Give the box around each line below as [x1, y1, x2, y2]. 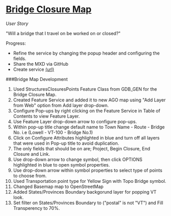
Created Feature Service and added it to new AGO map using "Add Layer [13, 97, 166, 103]
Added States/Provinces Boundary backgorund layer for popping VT [13, 188, 157, 195]
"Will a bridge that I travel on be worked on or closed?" [6, 30, 121, 36]
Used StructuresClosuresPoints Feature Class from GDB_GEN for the [13, 86, 157, 92]
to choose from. [13, 172, 47, 179]
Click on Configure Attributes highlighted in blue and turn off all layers [13, 134, 160, 141]
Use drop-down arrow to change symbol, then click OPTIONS [13, 156, 143, 163]
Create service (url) [13, 66, 54, 72]
